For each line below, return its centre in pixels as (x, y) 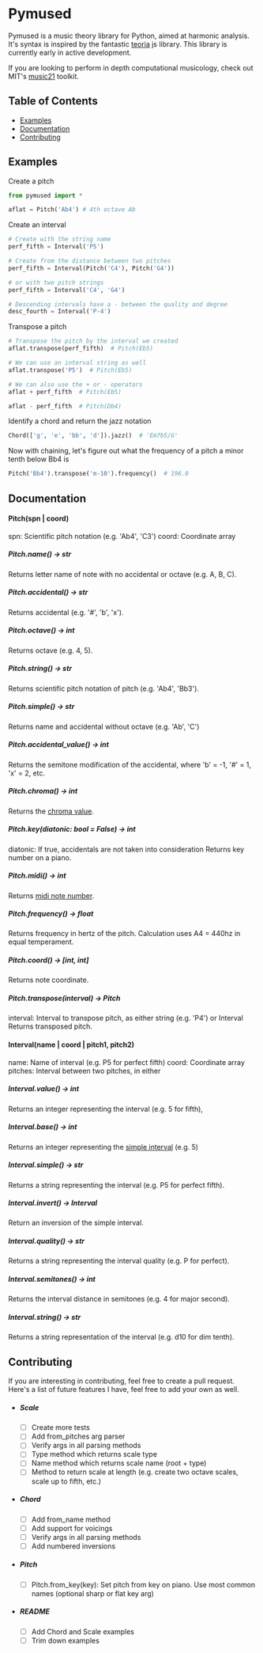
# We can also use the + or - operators (76, 385)
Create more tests (61, 1427)
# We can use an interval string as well (77, 363)
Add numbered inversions (73, 1546)
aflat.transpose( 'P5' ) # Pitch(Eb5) (70, 370)
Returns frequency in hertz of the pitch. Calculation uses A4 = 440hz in (124, 934)
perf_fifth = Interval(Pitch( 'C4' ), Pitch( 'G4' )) (92, 268)
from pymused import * (45, 195)
